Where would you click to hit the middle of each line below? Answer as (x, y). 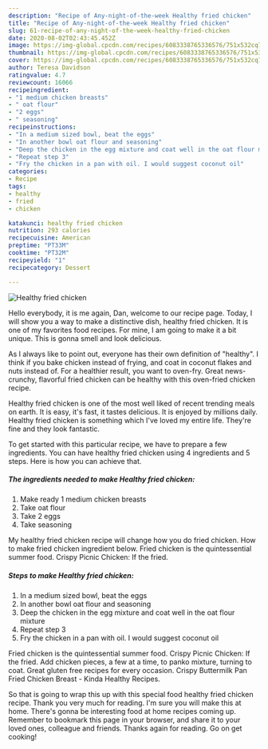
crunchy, (23, 379)
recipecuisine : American (49, 238)
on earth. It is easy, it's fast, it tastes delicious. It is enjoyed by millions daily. (133, 411)
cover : (19, 61)
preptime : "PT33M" (39, 246)
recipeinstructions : (43, 127)
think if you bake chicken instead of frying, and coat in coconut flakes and (130, 362)
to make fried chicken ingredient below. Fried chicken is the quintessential (130, 549)
